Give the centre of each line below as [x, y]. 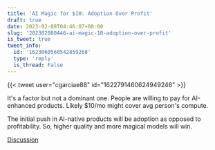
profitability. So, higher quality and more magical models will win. [100, 126]
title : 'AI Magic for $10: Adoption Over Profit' [80, 13]
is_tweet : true [29, 39]
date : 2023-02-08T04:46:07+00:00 [55, 26]
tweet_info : [24, 46]
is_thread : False [38, 65]
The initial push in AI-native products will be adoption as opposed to [104, 119]
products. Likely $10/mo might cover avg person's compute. [123, 105]
